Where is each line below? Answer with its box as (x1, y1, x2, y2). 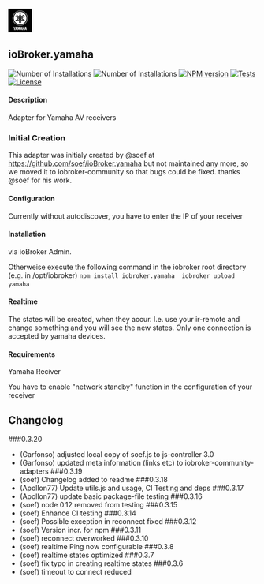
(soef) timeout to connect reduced (19, 567, 132, 576)
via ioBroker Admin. (8, 246, 73, 256)
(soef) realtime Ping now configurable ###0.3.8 (19, 541, 174, 551)
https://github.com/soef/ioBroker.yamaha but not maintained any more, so (8, 159, 249, 168)
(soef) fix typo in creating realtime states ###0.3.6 (19, 558, 184, 568)
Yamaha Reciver (8, 367, 61, 376)
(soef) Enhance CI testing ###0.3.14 (19, 508, 136, 518)
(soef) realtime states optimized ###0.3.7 (19, 550, 154, 560)
